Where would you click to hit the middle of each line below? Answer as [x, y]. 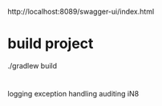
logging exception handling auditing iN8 [73, 94]
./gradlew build [32, 65]
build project [51, 44]
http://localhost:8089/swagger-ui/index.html [81, 12]
